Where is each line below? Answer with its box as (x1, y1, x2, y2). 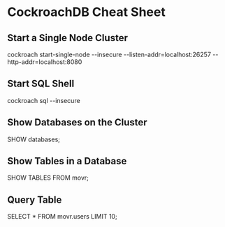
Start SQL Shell (7, 78, 75, 90)
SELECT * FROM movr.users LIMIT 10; (7, 212, 117, 221)
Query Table (7, 194, 62, 205)
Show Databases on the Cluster (7, 116, 148, 129)
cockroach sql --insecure (7, 96, 80, 104)
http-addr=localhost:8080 (7, 58, 82, 66)
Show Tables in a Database (7, 155, 127, 167)
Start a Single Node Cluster (7, 32, 128, 44)
